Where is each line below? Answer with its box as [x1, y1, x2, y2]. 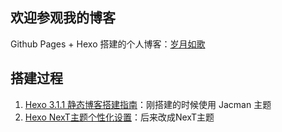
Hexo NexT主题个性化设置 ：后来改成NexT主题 [24, 111, 215, 123]
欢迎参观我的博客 [10, 9, 116, 27]
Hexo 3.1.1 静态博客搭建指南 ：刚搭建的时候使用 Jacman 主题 [24, 98, 272, 110]
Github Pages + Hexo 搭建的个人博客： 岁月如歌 [10, 38, 206, 50]
